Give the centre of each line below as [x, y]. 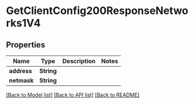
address [21, 71]
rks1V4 [23, 23]
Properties [26, 45]
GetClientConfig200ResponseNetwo [97, 11]
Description [79, 61]
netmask [21, 80]
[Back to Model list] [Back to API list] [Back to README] [73, 95]
